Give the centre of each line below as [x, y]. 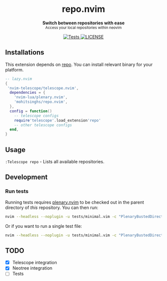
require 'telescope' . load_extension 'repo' [57, 120]
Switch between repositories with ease [83, 23]
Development [27, 177]
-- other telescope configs [43, 125]
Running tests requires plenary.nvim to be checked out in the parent [75, 202]
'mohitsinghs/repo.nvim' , [41, 102]
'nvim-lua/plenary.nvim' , [41, 97]
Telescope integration [35, 263]
